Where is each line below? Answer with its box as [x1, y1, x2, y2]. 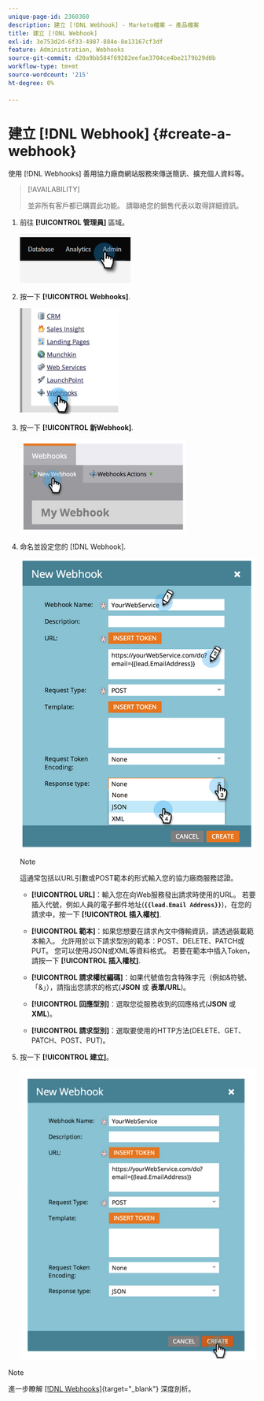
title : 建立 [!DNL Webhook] [8, 29, 98, 37]
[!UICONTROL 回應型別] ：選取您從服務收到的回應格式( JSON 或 [31, 999, 236, 1009]
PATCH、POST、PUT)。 [31, 1036, 110, 1045]
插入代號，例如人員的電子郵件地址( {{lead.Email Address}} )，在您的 [31, 900, 252, 910]
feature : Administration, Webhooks [8, 46, 125, 54]
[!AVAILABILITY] [27, 185, 80, 195]
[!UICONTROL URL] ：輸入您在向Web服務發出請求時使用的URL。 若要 [31, 890, 256, 899]
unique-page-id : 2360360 [8, 13, 90, 20]
